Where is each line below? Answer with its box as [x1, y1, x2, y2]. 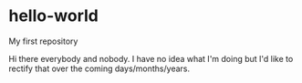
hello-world [8, 5, 99, 26]
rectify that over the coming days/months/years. [8, 63, 191, 74]
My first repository [8, 36, 78, 47]
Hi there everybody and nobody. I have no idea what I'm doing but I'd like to [8, 53, 294, 64]
